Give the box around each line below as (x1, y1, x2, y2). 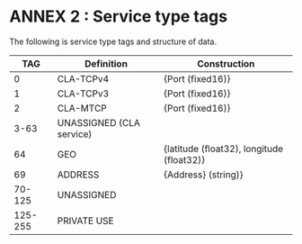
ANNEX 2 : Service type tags (9, 6, 227, 27)
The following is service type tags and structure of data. (9, 36, 218, 47)
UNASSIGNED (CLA (57, 116, 141, 129)
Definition (84, 57, 129, 69)
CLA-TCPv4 (57, 72, 110, 85)
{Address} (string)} (163, 168, 244, 181)
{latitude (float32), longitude (163, 142, 284, 155)
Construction (197, 57, 255, 69)
